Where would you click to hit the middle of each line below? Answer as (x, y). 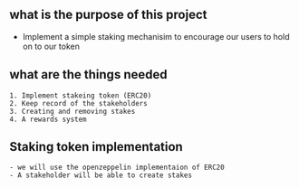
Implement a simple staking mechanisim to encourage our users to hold (156, 36)
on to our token (51, 46)
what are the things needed (88, 75)
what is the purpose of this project (108, 15)
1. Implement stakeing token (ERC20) (81, 95)
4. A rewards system (48, 119)
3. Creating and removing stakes (72, 111)
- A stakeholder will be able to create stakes (101, 175)
